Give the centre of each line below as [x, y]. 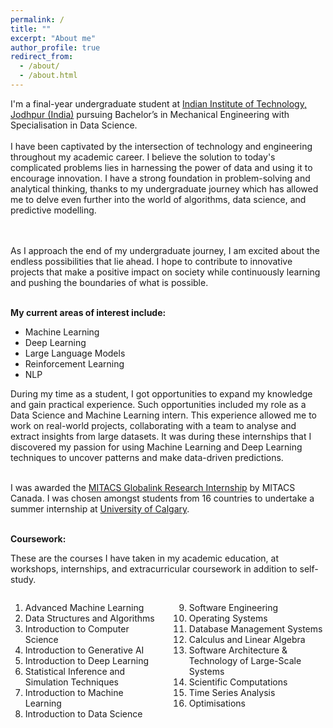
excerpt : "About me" [53, 38]
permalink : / [37, 19]
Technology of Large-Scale [245, 660]
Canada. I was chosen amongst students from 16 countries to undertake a [162, 498]
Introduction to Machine [74, 692]
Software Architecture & [238, 650]
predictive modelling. [53, 210]
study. [23, 579]
